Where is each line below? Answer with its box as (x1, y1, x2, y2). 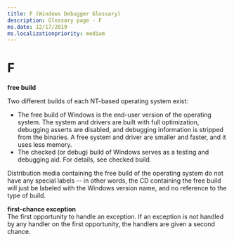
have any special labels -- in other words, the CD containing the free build (7, 176, 221, 185)
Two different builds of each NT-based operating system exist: (7, 97, 188, 105)
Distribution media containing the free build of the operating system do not (7, 169, 223, 178)
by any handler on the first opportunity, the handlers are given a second (7, 220, 216, 228)
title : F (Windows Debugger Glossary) (7, 10, 121, 18)
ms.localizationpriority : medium (7, 30, 105, 37)
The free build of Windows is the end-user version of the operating (17, 110, 212, 119)
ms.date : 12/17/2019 (7, 23, 68, 30)
